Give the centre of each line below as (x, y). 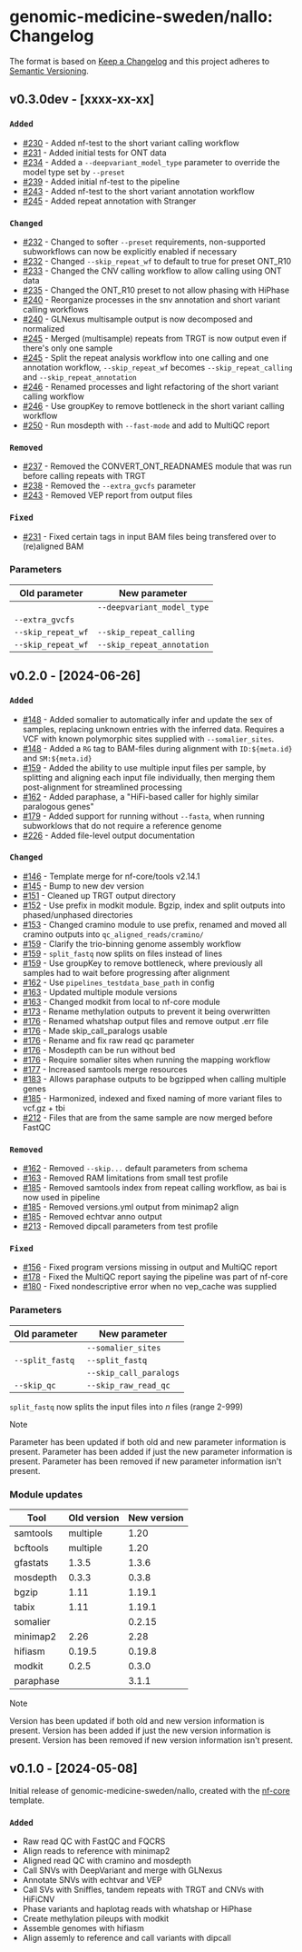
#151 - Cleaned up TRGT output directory (99, 895)
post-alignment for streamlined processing (102, 787)
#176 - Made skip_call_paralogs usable (95, 1031)
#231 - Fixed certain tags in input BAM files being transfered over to (149, 536)
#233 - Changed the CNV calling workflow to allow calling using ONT (152, 271)
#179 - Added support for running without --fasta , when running (143, 816)
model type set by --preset (73, 172)
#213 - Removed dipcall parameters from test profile (120, 1226)
